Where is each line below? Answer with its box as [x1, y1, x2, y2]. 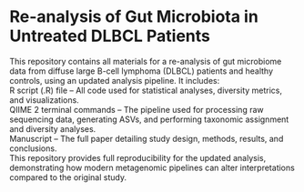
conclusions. [9, 143, 57, 154]
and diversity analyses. [9, 123, 96, 134]
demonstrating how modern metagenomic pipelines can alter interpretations [9, 162, 296, 173]
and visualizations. [9, 94, 79, 106]
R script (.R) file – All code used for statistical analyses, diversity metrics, [9, 85, 283, 96]
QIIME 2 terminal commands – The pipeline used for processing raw [9, 104, 264, 115]
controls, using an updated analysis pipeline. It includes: [9, 75, 220, 86]
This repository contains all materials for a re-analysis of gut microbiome [9, 56, 282, 66]
